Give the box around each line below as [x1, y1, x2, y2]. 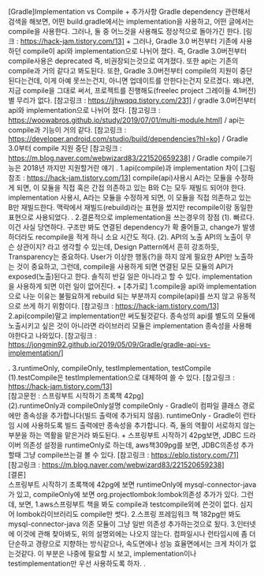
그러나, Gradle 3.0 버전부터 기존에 [132, 36, 238, 46]
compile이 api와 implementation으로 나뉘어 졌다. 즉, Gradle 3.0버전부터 [22, 47, 247, 55]
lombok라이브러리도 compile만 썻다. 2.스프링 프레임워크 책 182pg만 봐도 [16, 510, 242, 518]
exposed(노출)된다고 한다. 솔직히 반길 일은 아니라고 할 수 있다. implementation [8, 271, 253, 281]
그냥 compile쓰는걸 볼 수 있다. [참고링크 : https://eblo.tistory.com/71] [22, 451, 239, 459]
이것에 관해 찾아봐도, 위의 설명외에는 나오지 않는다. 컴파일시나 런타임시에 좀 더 [16, 529, 256, 538]
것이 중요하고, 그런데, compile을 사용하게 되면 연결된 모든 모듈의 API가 [16, 262, 234, 271]
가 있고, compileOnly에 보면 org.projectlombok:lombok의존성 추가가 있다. [8, 490, 240, 499]
